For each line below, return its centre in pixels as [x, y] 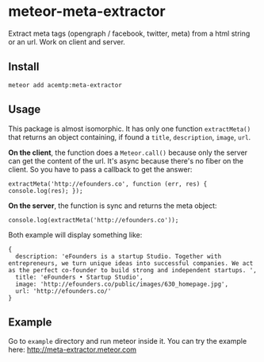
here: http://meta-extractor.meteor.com [73, 350]
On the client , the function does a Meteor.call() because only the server [128, 152]
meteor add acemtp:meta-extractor [65, 85]
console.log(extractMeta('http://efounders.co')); [94, 220]
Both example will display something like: [75, 235]
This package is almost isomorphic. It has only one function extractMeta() [130, 129]
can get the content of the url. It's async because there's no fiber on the [126, 160]
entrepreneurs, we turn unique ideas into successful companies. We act [131, 263]
